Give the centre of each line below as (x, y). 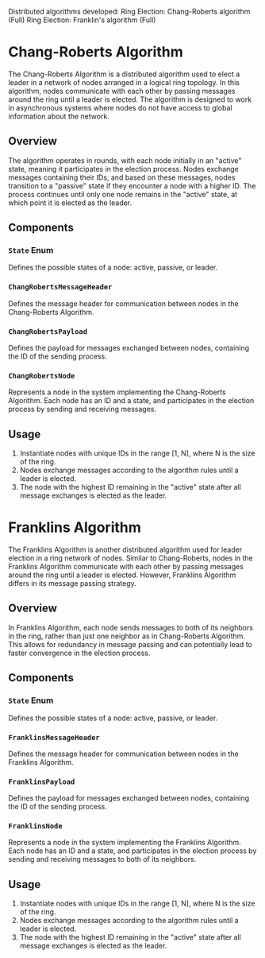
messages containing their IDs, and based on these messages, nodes (122, 177)
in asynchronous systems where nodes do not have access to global (120, 107)
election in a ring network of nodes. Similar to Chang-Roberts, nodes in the (131, 558)
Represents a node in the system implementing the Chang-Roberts (117, 392)
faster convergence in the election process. (79, 653)
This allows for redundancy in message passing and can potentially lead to (130, 644)
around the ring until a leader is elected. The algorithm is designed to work (130, 99)
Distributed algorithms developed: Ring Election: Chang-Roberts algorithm (129, 12)
